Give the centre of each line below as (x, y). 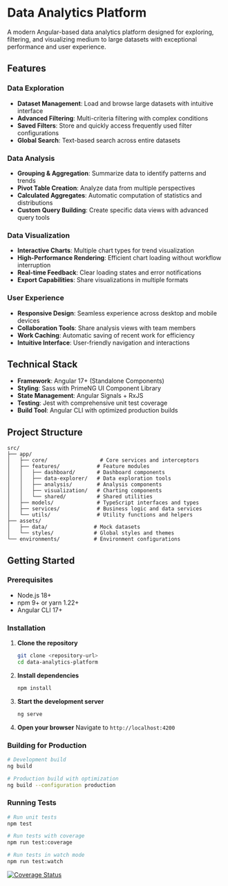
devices (28, 320)
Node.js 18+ (34, 595)
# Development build (37, 759)
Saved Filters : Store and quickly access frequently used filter (104, 125)
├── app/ (20, 454)
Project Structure (45, 432)
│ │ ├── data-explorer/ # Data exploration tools (89, 479)
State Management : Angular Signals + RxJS (80, 396)
